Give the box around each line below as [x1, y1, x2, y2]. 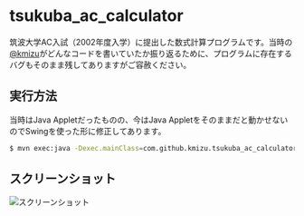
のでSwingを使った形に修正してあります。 [9, 125, 166, 136]
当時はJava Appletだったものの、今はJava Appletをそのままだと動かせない [9, 114, 289, 125]
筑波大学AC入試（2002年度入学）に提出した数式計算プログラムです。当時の [9, 36, 293, 47]
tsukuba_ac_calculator [9, 5, 184, 26]
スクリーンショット [9, 172, 116, 187]
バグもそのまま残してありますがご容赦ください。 [9, 59, 192, 70]
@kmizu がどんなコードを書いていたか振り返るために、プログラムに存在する [9, 47, 292, 59]
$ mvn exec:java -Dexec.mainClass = [9, 143, 144, 152]
